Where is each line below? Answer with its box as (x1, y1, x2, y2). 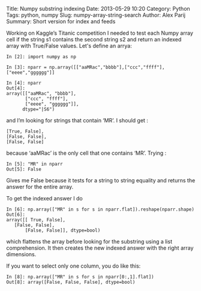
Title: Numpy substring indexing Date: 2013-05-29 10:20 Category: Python (6, 5, 190, 12)
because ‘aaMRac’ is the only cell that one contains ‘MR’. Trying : (6, 149, 167, 157)
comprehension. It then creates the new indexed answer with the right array (6, 244, 194, 251)
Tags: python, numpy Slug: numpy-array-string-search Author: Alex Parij (6, 11, 186, 19)
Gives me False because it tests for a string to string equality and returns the (6, 177, 196, 184)
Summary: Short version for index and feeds (6, 18, 116, 25)
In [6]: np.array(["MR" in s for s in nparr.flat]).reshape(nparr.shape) (6, 206, 195, 212)
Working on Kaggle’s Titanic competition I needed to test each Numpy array (6, 29, 194, 37)
